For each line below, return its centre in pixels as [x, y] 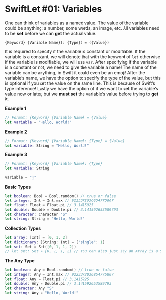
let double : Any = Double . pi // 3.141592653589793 [58, 284]
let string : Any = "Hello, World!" [42, 293]
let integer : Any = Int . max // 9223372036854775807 [59, 274]
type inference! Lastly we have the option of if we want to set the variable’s [82, 88]
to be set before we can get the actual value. [51, 33]
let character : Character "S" [36, 214]
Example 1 [16, 108]
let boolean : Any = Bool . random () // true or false [59, 270]
